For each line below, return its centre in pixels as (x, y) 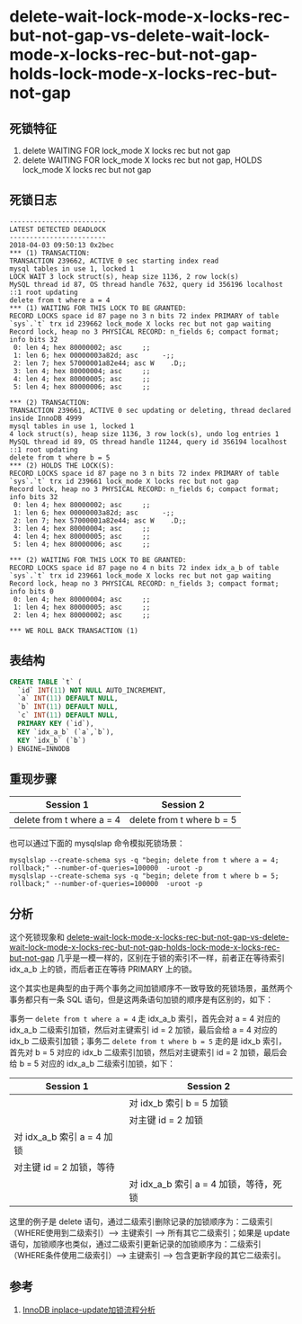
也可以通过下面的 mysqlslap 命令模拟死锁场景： (98, 844)
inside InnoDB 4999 (46, 418)
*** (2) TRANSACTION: (50, 402)
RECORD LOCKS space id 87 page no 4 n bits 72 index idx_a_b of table (144, 568)
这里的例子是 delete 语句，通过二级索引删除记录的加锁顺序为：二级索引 (141, 1221)
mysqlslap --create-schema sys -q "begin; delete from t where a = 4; (144, 861)
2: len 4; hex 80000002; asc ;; (82, 615)
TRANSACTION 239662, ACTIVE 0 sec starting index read (114, 261)
